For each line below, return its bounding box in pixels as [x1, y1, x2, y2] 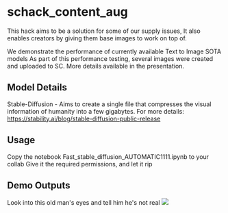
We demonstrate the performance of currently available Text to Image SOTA [7, 47, 221, 55]
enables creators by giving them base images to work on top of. [7, 34, 187, 42]
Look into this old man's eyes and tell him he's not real [7, 199, 160, 207]
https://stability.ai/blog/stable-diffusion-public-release [7, 114, 161, 123]
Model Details [7, 82, 67, 93]
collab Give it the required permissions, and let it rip [7, 160, 153, 168]
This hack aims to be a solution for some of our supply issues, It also [7, 27, 201, 35]
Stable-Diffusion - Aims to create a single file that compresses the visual [7, 100, 212, 108]
